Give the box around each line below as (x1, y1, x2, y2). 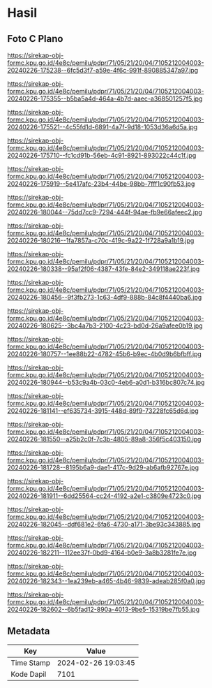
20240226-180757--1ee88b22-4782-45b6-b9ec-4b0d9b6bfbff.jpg (7, 350, 202, 358)
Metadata (7, 625, 50, 637)
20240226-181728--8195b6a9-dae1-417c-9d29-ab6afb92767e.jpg (7, 463, 199, 471)
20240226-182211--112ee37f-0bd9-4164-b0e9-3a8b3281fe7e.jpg (7, 548, 197, 557)
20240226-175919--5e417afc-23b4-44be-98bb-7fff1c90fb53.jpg (7, 180, 195, 188)
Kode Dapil (10, 669, 47, 679)
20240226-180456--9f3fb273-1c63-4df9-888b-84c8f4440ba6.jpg (7, 293, 202, 301)
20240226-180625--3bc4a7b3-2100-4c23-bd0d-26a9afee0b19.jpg (7, 321, 204, 330)
